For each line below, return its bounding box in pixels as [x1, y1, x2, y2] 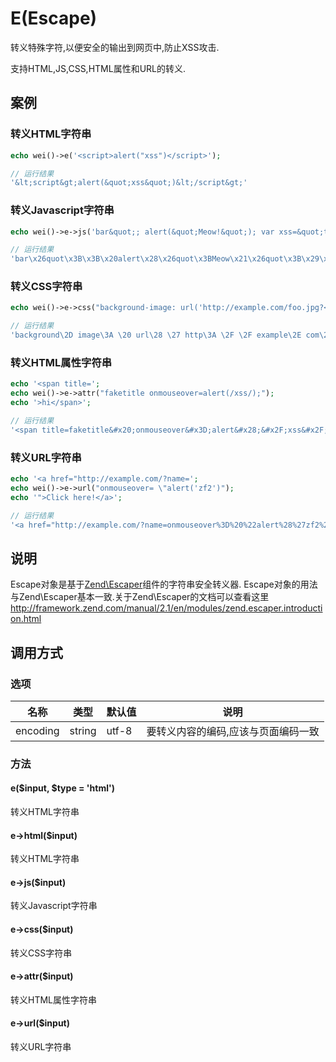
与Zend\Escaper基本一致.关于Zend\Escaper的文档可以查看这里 [10, 591, 270, 603]
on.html [10, 613, 42, 625]
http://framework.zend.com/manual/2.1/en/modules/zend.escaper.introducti [10, 602, 323, 614]
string [69, 723, 97, 737]
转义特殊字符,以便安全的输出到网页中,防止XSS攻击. [10, 41, 220, 53]
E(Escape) [10, 7, 98, 30]
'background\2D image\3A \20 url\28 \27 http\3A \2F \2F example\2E [10, 330, 302, 341]
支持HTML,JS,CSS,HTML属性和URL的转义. [10, 62, 187, 74]
